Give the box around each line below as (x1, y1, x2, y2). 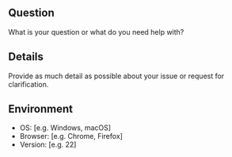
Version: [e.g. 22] (19, 140, 77, 149)
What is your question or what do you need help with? (8, 27, 184, 36)
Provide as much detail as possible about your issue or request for (8, 71, 225, 80)
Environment (8, 103, 74, 116)
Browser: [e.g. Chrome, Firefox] (19, 132, 123, 141)
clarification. (8, 79, 49, 89)
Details (8, 50, 44, 64)
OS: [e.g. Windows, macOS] (19, 123, 112, 133)
